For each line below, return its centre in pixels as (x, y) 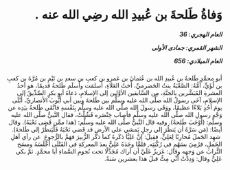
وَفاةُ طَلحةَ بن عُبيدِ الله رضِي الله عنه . (128, 15)
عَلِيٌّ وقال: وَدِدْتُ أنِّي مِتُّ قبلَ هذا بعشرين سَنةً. (163, 159)
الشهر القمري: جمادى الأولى (187, 47)
